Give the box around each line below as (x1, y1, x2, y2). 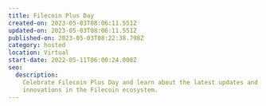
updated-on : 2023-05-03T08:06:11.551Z (8, 26, 137, 34)
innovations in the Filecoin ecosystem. (22, 85, 158, 94)
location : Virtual (8, 49, 69, 57)
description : (15, 71, 59, 79)
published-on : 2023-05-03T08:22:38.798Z (8, 33, 145, 42)
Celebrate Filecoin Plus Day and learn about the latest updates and (22, 78, 259, 86)
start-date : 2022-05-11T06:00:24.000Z (8, 57, 137, 65)
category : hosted (8, 41, 66, 49)
